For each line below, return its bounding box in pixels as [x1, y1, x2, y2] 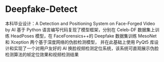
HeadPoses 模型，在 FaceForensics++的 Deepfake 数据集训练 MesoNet [10, 33, 157, 39]
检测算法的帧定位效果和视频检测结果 [5, 51, 79, 58]
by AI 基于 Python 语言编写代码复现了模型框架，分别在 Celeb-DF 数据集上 [5, 26, 156, 33]
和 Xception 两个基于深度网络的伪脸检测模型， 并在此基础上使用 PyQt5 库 [5, 39, 155, 45]
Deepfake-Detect [5, 3, 78, 15]
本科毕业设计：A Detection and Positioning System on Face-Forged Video [5, 20, 156, 26]
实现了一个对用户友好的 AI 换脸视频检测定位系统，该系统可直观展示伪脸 [13, 45, 159, 51]
